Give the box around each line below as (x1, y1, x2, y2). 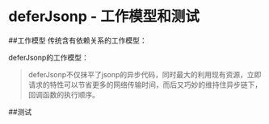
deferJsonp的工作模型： (8, 52, 89, 62)
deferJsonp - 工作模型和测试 (8, 7, 200, 26)
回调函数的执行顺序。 (27, 89, 99, 99)
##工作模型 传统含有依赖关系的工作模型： (8, 35, 147, 45)
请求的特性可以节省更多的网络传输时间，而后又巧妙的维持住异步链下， (27, 80, 263, 89)
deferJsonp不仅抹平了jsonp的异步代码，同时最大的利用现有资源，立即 (27, 69, 262, 79)
